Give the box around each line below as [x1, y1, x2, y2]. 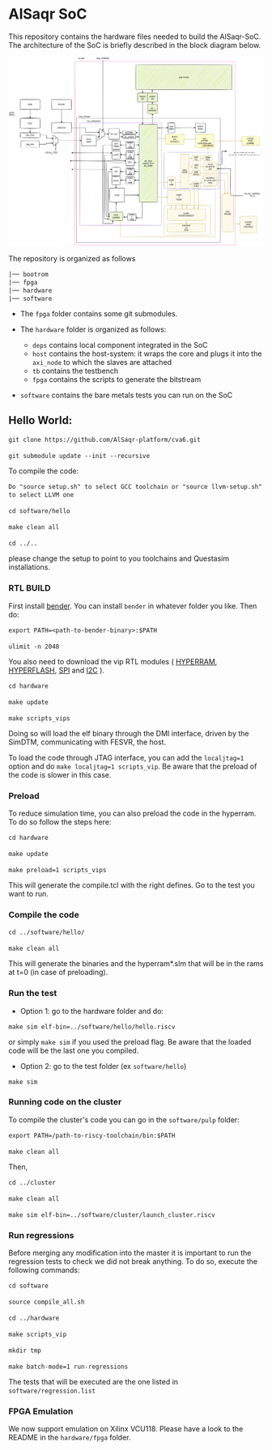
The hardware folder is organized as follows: [19, 324, 167, 334]
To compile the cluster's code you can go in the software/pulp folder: [8, 1114, 240, 1125]
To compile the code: [8, 466, 79, 476]
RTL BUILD [8, 583, 51, 594]
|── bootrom [8, 270, 49, 278]
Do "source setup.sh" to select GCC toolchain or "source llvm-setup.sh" [8, 483, 263, 491]
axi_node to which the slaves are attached [32, 357, 172, 367]
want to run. [8, 888, 49, 898]
